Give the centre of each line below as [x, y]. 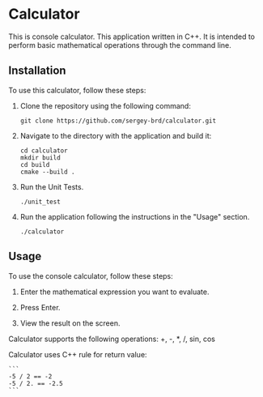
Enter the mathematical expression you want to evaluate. [115, 292]
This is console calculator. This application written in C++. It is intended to [131, 36]
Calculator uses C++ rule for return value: [78, 354]
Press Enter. [40, 307]
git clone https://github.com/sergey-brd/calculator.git [118, 121]
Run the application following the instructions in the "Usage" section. [135, 216]
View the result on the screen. [70, 323]
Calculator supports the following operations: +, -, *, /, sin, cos [112, 339]
